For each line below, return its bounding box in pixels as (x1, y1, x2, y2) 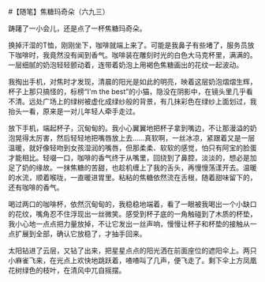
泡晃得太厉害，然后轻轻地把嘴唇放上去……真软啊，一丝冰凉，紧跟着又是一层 (8, 133, 256, 142)
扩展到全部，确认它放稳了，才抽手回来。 (14, 229, 147, 239)
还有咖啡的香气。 (8, 182, 64, 192)
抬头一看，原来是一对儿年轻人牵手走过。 (8, 107, 140, 116)
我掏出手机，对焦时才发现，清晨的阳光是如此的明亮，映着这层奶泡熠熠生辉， (8, 77, 257, 86)
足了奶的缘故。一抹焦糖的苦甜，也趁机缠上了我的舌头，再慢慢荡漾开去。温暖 (8, 163, 257, 172)
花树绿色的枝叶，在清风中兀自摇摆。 (8, 265, 126, 275)
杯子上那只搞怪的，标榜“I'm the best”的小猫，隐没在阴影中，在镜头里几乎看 (8, 87, 254, 96)
